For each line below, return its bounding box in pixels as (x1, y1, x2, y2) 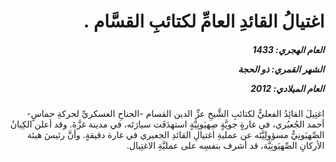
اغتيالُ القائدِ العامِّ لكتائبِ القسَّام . (83, 10, 325, 33)
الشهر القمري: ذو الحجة (237, 63, 325, 75)
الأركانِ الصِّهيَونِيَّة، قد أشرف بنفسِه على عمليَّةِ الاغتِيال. (126, 140, 325, 152)
